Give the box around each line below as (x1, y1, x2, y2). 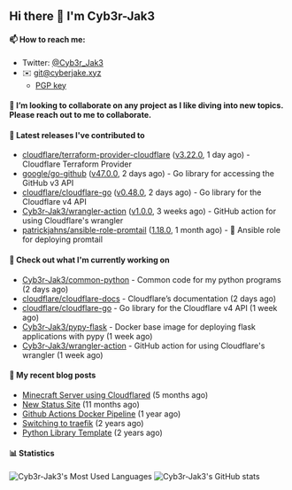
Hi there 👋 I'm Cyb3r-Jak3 (9, 9, 156, 24)
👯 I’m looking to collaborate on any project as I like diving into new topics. (9, 100, 284, 111)
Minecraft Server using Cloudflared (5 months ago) (21, 389, 209, 400)
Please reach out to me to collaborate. (9, 110, 152, 121)
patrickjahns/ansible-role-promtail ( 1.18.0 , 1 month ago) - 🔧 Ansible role (21, 225, 281, 236)
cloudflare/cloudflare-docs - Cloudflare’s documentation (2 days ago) (21, 293, 277, 304)
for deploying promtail (21, 234, 104, 245)
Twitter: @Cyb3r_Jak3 (21, 57, 104, 67)
